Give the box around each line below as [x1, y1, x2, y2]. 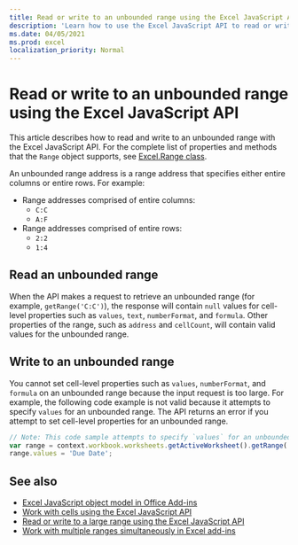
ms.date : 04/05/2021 [9, 29, 86, 38]
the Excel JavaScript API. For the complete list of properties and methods [9, 142, 278, 152]
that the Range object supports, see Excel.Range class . [9, 152, 208, 162]
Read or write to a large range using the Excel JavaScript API [21, 516, 245, 527]
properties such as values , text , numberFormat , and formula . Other [27, 309, 269, 320]
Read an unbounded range [9, 268, 159, 283]
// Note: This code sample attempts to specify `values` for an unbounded [9, 432, 292, 441]
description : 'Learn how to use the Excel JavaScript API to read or [9, 21, 272, 30]
